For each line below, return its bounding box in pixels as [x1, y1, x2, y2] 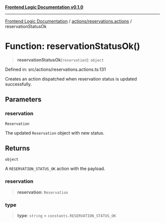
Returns [5, 144, 30, 153]
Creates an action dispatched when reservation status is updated [5, 76, 137, 82]
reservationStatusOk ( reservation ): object [17, 56, 104, 63]
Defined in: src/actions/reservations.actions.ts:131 [5, 66, 106, 72]
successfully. [5, 81, 32, 87]
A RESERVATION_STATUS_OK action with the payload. [5, 166, 106, 171]
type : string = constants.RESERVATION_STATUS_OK [17, 213, 116, 219]
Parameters [5, 95, 42, 104]
